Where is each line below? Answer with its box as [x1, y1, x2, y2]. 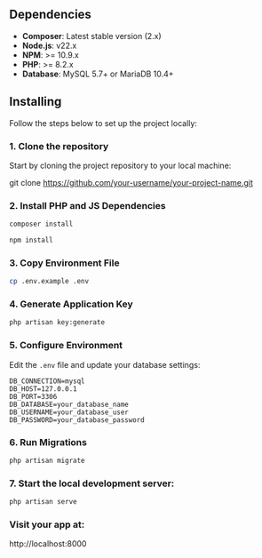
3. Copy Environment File [9, 257, 120, 269]
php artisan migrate [9, 456, 86, 465]
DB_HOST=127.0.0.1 [9, 384, 77, 394]
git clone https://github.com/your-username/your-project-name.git [9, 177, 253, 187]
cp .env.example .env [9, 277, 90, 286]
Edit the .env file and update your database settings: [9, 359, 201, 370]
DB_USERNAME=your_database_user [9, 408, 129, 417]
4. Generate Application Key [9, 298, 133, 310]
